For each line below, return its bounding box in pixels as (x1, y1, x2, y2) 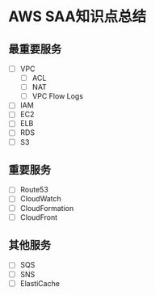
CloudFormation (19, 203, 74, 213)
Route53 (19, 185, 48, 195)
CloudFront (19, 212, 58, 222)
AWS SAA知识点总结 (8, 7, 147, 26)
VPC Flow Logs (31, 91, 83, 101)
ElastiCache (19, 278, 61, 288)
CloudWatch (19, 194, 62, 204)
